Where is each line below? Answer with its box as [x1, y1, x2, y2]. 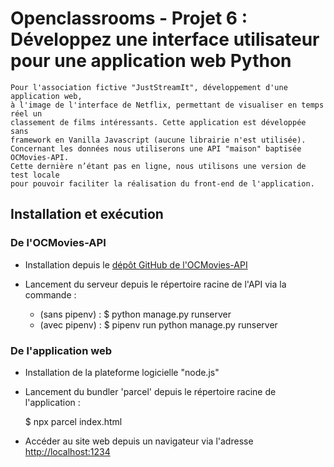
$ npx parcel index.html [24, 415, 123, 427]
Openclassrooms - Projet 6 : [10, 7, 248, 30]
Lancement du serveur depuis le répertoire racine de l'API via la [24, 278, 287, 290]
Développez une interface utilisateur [10, 28, 320, 51]
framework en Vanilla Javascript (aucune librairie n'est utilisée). [10, 135, 307, 145]
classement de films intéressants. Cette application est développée [10, 117, 307, 127]
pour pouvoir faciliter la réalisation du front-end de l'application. [10, 178, 315, 189]
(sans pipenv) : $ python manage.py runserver [39, 308, 232, 320]
